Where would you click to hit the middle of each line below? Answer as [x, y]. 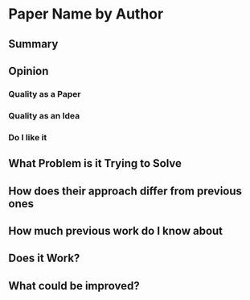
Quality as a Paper [45, 94]
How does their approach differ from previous [125, 191]
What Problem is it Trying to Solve [95, 163]
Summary [33, 44]
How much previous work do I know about [116, 231]
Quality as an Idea [44, 115]
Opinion [29, 71]
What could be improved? [74, 286]
